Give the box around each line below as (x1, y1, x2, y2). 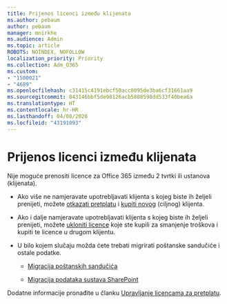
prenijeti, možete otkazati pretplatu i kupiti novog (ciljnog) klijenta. (17, 200, 205, 208)
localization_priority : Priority (7, 55, 103, 62)
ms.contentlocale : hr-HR (7, 106, 79, 113)
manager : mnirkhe (7, 29, 57, 37)
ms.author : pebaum (7, 17, 60, 23)
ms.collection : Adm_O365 (7, 61, 79, 68)
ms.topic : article (7, 42, 60, 49)
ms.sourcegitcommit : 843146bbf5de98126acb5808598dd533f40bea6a (7, 94, 193, 101)
